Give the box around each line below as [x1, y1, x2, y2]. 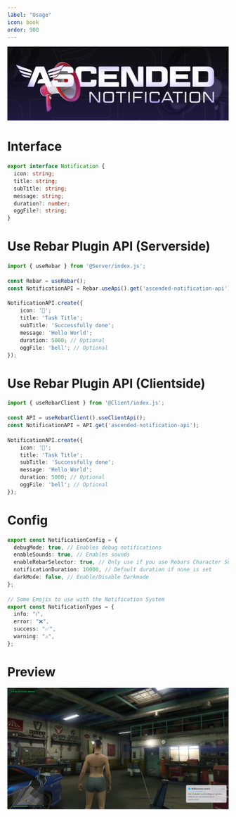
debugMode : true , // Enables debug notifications [13, 544, 162, 551]
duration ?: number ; [13, 200, 71, 207]
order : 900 [7, 26, 39, 33]
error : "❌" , [13, 618, 50, 626]
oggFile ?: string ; [13, 208, 68, 215]
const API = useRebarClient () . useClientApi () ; [7, 414, 146, 422]
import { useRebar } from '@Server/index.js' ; [7, 262, 146, 270]
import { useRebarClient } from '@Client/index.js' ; [7, 400, 165, 407]
